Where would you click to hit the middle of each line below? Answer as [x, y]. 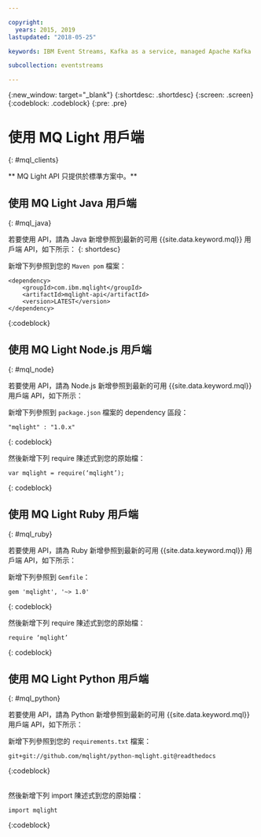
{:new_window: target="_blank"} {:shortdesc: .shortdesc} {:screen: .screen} [131, 95]
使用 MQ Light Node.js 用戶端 [80, 350]
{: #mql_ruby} [30, 534]
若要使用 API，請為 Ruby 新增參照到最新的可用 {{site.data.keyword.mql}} [126, 550]
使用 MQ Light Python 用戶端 [79, 679]
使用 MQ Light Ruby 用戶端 [74, 515]
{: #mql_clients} [33, 160]
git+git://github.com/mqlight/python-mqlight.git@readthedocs [112, 757]
